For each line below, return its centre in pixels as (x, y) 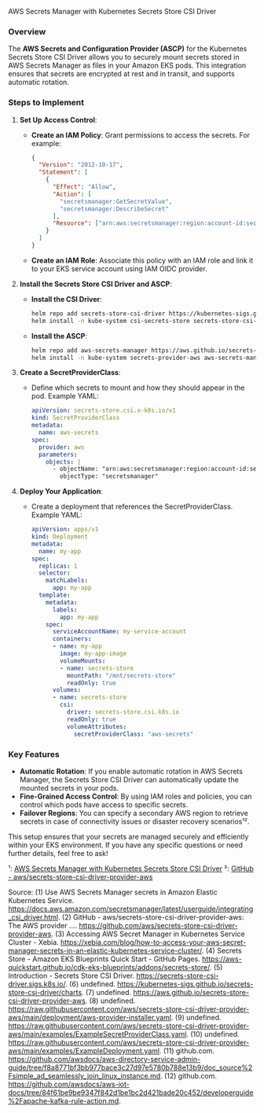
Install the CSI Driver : (66, 299)
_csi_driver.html (33, 917)
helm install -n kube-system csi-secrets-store (110, 321)
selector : (54, 573)
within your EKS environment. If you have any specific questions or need (126, 845)
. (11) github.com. (187, 1051)
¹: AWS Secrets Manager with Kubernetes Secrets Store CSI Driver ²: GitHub (131, 869)
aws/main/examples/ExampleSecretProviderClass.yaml (97, 1034)
